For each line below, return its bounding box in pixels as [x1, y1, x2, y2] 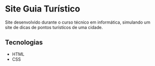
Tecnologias [5, 39, 43, 47]
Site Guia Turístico [5, 3, 81, 14]
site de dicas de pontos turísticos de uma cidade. [5, 24, 103, 30]
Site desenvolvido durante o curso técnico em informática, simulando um [5, 19, 151, 25]
